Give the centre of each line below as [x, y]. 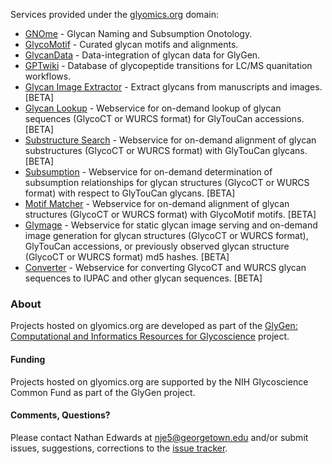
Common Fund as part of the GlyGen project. [103, 392]
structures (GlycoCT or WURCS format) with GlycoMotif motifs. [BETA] [170, 214]
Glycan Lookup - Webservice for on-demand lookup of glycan [153, 108]
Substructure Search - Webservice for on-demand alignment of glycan [170, 140]
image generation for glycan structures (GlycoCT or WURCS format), [166, 235]
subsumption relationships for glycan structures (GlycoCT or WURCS [167, 182]
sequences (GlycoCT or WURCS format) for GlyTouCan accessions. [164, 118]
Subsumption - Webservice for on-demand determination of [148, 172]
